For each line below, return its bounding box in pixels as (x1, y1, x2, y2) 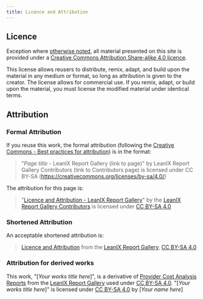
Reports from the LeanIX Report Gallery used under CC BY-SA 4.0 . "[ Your (6, 279, 190, 286)
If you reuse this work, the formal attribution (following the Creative (6, 141, 174, 149)
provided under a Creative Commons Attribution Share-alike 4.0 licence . (6, 54, 187, 62)
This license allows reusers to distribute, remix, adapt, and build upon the (6, 66, 190, 73)
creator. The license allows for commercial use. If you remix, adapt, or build (6, 79, 195, 86)
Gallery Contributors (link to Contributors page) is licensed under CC (21, 166, 193, 174)
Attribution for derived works (6, 259, 94, 267)
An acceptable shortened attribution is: (6, 232, 105, 239)
